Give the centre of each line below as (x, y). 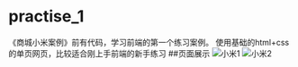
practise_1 (46, 17)
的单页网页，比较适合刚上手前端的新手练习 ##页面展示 (109, 53)
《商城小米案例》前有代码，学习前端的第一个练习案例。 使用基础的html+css (149, 42)
